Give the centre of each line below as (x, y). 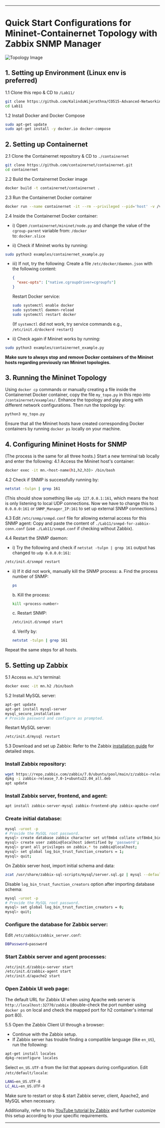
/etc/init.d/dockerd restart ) (43, 329)
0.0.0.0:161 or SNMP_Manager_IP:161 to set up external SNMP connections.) (81, 508)
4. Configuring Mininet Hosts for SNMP (66, 444)
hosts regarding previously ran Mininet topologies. (58, 362)
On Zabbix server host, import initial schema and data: (60, 866)
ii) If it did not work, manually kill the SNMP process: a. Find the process (85, 571)
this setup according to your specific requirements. (57, 1116)
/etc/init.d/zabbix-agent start (38, 972)
